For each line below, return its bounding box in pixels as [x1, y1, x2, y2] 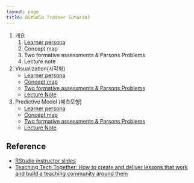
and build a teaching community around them [14, 170, 128, 178]
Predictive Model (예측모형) [14, 98, 83, 105]
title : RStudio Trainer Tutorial [6, 14, 90, 20]
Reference [6, 141, 46, 151]
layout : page [6, 8, 39, 15]
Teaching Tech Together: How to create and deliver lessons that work [14, 164, 188, 171]
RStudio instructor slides [14, 157, 77, 164]
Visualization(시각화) [14, 64, 66, 72]
